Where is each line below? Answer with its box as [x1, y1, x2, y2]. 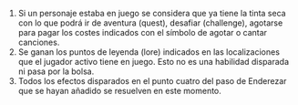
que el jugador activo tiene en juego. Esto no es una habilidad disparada [17, 57, 290, 67]
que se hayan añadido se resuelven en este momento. [17, 86, 221, 96]
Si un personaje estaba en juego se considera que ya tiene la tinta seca [17, 8, 286, 18]
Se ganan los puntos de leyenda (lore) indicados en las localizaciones [17, 47, 281, 58]
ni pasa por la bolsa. [17, 66, 95, 77]
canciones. [17, 37, 60, 47]
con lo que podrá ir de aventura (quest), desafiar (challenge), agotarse [17, 17, 283, 28]
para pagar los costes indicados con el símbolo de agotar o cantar [17, 27, 267, 37]
